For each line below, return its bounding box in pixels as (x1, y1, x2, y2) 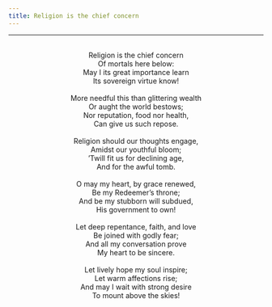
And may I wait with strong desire (80, 282, 192, 292)
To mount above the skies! (91, 290, 181, 300)
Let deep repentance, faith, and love (75, 221, 197, 231)
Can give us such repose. (93, 119, 179, 128)
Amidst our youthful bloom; (90, 145, 182, 154)
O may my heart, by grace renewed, (76, 179, 196, 188)
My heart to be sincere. (96, 247, 176, 257)
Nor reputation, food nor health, (83, 110, 189, 120)
